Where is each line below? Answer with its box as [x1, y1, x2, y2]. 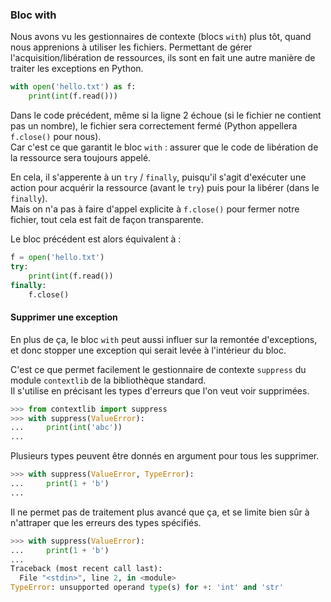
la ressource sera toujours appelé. [10, 152, 152, 164]
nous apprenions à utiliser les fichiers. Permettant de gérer [10, 41, 253, 53]
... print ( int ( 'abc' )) [10, 423, 123, 433]
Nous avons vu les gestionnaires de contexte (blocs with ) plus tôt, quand [10, 31, 312, 43]
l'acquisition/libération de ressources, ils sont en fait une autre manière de [10, 52, 316, 64]
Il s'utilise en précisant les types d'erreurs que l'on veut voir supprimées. [10, 384, 310, 397]
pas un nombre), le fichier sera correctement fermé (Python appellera [10, 120, 298, 132]
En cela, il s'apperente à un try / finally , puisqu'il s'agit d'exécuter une [10, 171, 307, 183]
